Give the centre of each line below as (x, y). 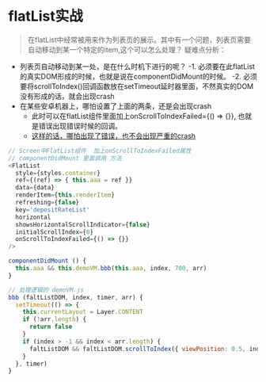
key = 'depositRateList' (53, 210)
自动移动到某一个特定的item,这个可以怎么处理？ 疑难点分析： (127, 49)
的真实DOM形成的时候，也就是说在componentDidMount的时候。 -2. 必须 (138, 76)
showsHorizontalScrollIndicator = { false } (83, 224)
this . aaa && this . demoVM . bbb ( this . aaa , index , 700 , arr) (111, 269)
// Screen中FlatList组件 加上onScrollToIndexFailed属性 (100, 151)
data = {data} (35, 188)
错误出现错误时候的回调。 (80, 126)
